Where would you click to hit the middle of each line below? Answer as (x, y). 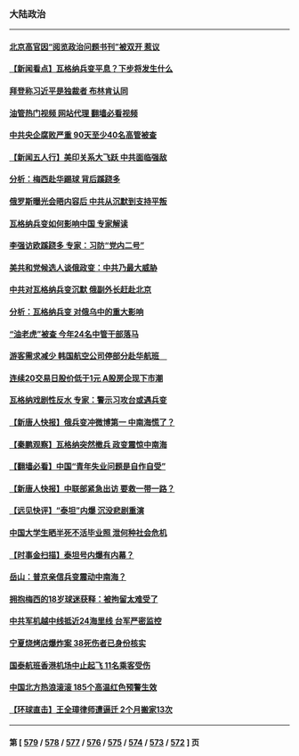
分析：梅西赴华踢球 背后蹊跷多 (65, 179)
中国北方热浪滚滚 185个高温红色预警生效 (83, 687)
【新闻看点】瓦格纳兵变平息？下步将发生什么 (91, 69)
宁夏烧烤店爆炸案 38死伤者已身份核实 (78, 643)
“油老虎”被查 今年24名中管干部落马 (74, 334)
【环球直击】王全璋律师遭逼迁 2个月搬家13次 (91, 709)
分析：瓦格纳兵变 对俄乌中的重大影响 (77, 312)
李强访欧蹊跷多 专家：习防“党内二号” (77, 245)
